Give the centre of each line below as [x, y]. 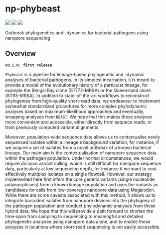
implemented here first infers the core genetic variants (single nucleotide [80, 179]
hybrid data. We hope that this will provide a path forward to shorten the [79, 211]
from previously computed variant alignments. [52, 127]
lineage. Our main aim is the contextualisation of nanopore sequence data [81, 153]
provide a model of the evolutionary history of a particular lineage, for [77, 85]
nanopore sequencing [28, 38]
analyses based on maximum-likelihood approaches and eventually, [75, 111]
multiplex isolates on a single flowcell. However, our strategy [90, 174]
